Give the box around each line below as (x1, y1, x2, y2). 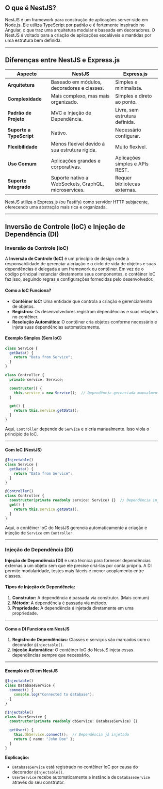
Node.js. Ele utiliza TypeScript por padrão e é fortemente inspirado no (5, 22, 145, 28)
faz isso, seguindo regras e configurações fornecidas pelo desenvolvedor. (5, 276, 154, 282)
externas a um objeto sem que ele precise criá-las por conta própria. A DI (5, 563, 152, 568)
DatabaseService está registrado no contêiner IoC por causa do (12, 764, 138, 770)
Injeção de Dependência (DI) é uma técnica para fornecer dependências (5, 557, 151, 563)
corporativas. (50, 163, 81, 170)
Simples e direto (115, 92, 152, 99)
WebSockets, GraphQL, (50, 180, 104, 187)
